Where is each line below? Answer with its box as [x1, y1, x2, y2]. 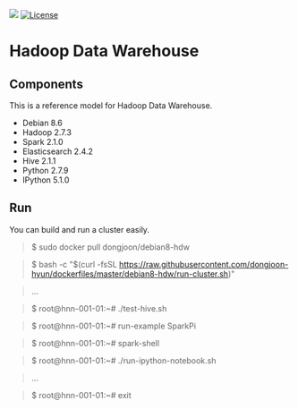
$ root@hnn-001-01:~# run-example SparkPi [30, 320, 197, 331]
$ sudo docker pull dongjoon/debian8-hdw [30, 242, 191, 252]
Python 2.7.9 [21, 166, 69, 175]
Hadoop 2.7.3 [21, 127, 72, 138]
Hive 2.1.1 [21, 156, 56, 166]
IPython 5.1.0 [21, 175, 70, 185]
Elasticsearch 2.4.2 [21, 146, 94, 157]
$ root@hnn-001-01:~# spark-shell [30, 337, 159, 348]
